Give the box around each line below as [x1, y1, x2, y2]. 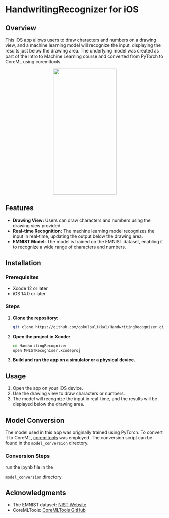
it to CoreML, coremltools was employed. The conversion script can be [5, 435, 153, 441]
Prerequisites [5, 274, 39, 281]
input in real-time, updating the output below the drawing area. [12, 233, 143, 239]
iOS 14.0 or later [12, 290, 46, 296]
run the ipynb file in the [5, 464, 53, 470]
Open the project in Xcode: [12, 333, 71, 339]
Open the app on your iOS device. [12, 385, 83, 391]
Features [5, 203, 34, 213]
